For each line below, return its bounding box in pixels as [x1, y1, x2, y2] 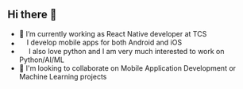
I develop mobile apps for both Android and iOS [26, 37, 183, 47]
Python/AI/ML [18, 55, 65, 64]
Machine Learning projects [18, 72, 107, 81]
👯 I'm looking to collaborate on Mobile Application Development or [18, 63, 236, 72]
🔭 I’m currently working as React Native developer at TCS [18, 29, 207, 38]
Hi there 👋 [7, 8, 57, 21]
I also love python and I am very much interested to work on [28, 46, 225, 56]
